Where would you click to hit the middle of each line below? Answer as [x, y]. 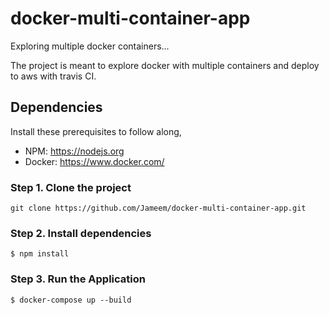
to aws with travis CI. [53, 76]
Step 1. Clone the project [71, 187]
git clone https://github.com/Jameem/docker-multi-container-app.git [158, 208]
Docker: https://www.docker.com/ [94, 161]
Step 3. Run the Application [78, 279]
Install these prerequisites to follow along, [96, 131]
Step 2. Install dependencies [81, 233]
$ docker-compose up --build [71, 300]
